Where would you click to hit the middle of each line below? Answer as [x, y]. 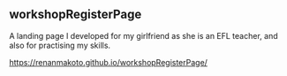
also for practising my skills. [60, 45]
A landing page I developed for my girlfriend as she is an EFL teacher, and [143, 35]
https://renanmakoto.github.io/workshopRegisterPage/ [108, 62]
